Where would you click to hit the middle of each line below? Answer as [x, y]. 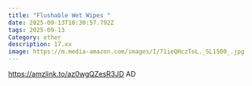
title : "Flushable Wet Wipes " [59, 15]
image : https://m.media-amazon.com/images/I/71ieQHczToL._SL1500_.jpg [126, 52]
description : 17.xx [40, 45]
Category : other [35, 37]
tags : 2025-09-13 [37, 30]
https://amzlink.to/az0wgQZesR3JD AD [72, 74]
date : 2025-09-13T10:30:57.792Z [61, 23]
